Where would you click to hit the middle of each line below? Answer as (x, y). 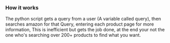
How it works (22, 8)
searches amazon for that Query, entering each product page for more (80, 24)
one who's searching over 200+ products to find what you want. (73, 35)
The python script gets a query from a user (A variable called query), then (83, 19)
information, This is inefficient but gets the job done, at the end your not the (85, 30)
